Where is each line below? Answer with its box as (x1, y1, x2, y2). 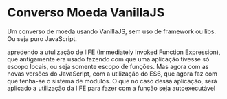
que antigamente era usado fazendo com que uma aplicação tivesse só (7, 55, 210, 63)
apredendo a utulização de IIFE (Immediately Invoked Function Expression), (7, 48, 221, 56)
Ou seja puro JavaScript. (7, 34, 78, 42)
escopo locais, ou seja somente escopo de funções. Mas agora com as (7, 62, 209, 70)
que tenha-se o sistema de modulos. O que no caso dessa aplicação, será (7, 76, 217, 85)
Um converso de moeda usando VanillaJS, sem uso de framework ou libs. (7, 27, 217, 36)
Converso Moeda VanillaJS (7, 5, 165, 20)
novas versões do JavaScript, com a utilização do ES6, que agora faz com (7, 70, 218, 78)
